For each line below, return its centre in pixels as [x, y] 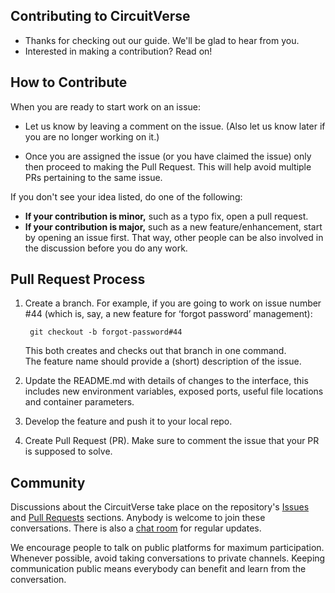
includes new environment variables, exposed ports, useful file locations [174, 391]
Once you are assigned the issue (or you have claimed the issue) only [168, 156]
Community [48, 482]
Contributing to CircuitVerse [100, 16]
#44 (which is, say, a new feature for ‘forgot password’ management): [168, 314]
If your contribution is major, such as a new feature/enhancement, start [173, 226]
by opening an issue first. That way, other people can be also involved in [174, 237]
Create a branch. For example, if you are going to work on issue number [173, 303]
